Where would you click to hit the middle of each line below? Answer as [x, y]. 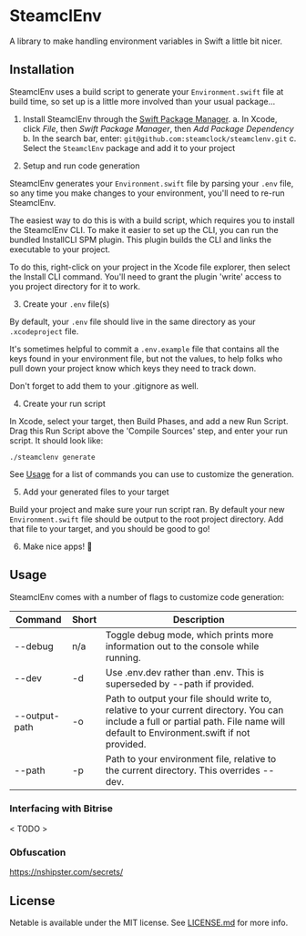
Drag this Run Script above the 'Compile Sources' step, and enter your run [149, 431]
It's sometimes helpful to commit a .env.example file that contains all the [144, 349]
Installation [42, 70]
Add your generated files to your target [96, 492]
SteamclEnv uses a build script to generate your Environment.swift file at [147, 91]
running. [123, 657]
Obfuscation [38, 852]
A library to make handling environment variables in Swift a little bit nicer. [146, 41]
